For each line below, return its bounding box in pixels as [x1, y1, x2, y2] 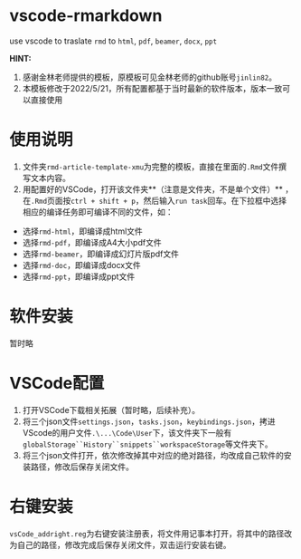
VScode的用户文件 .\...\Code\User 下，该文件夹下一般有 [22, 427, 232, 438]
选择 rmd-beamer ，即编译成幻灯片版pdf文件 [22, 248, 179, 259]
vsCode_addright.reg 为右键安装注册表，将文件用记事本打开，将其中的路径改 [9, 527, 293, 539]
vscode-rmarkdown [9, 5, 163, 26]
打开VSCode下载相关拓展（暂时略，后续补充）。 [22, 404, 201, 415]
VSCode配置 [9, 373, 105, 393]
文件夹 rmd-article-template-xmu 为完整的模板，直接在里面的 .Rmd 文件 [22, 160, 279, 172]
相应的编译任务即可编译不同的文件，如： [22, 206, 174, 217]
